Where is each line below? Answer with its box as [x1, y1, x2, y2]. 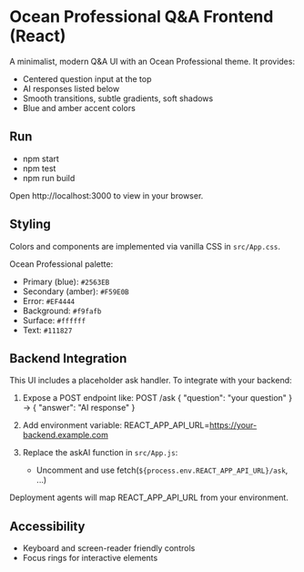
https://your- [208, 420, 258, 431]
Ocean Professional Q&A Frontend [9, 6, 274, 27]
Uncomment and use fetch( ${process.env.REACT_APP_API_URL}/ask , [35, 465, 289, 475]
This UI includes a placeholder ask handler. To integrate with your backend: [9, 375, 293, 386]
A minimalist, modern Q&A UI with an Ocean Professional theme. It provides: [9, 56, 296, 66]
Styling [9, 217, 52, 232]
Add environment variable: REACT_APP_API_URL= [22, 420, 210, 431]
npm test [22, 162, 56, 174]
